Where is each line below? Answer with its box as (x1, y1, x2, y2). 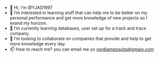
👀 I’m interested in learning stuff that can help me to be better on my (9, 10, 148, 16)
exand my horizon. (9, 20, 47, 26)
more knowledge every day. (9, 41, 66, 46)
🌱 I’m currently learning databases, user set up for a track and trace (9, 25, 147, 31)
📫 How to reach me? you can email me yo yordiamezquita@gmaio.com (9, 46, 154, 52)
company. (9, 31, 30, 36)
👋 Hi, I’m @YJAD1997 (9, 5, 53, 10)
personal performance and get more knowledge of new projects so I (9, 15, 148, 20)
